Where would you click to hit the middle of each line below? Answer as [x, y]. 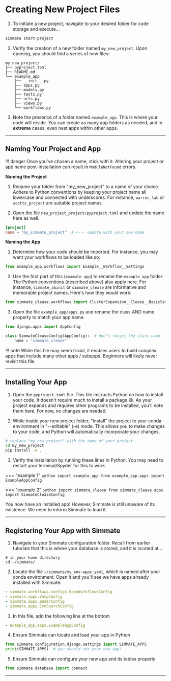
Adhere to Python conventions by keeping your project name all [79, 192]
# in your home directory [33, 558]
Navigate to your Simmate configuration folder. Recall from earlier [81, 543]
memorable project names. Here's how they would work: [72, 293]
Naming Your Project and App [53, 149]
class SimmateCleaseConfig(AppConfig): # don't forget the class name [83, 336]
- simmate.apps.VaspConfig [34, 597]
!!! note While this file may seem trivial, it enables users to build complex [81, 350]
